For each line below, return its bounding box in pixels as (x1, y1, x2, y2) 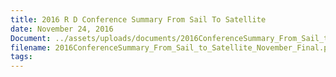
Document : (10, 33, 52, 43)
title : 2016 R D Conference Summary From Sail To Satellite (10, 14, 267, 25)
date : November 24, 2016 (10, 24, 114, 34)
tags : (10, 52, 33, 62)
